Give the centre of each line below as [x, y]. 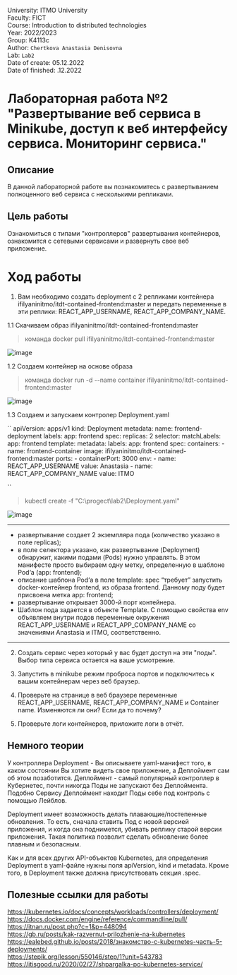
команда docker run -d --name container [85, 380]
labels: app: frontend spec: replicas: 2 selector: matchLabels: [132, 436]
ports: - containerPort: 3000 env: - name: [116, 458]
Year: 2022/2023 [32, 32]
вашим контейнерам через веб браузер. [79, 681]
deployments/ [28, 950]
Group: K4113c [28, 40]
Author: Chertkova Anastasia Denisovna [65, 48]
